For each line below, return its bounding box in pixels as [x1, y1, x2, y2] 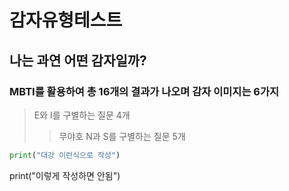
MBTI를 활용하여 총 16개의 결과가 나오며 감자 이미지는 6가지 [9, 84, 280, 98]
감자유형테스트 [9, 9, 123, 32]
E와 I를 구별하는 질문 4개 [33, 109, 131, 121]
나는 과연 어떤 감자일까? [9, 52, 147, 69]
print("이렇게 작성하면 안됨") [9, 169, 121, 181]
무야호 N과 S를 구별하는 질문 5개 [58, 130, 186, 142]
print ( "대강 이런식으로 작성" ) [9, 150, 121, 160]
